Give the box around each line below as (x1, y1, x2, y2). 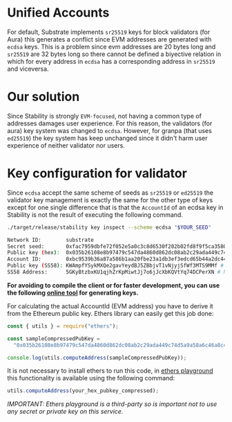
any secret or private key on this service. (7, 407, 124, 416)
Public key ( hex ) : (7, 249, 60, 256)
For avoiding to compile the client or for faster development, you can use (7, 281, 220, 289)
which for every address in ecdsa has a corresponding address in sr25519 (7, 57, 215, 65)
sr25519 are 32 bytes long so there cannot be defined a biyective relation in (7, 50, 222, 58)
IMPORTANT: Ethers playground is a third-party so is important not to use (7, 400, 217, 408)
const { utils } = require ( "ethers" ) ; (7, 322, 119, 330)
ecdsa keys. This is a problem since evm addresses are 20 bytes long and (7, 42, 216, 51)
